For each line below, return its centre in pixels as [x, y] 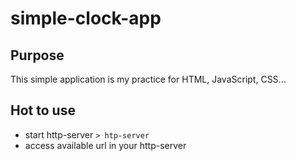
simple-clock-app [86, 18]
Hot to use [43, 110]
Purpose [37, 55]
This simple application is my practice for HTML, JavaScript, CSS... [148, 79]
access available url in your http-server [105, 145]
